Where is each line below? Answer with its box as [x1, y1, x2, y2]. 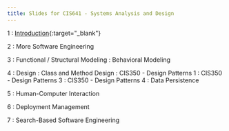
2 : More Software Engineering [7, 42, 94, 50]
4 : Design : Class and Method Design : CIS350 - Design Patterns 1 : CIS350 [7, 69, 223, 77]
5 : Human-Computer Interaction [7, 89, 100, 97]
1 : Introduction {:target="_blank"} [7, 29, 101, 37]
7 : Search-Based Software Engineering [7, 116, 120, 124]
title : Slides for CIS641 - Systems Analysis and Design [7, 10, 175, 17]
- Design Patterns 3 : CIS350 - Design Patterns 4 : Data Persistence [7, 76, 199, 84]
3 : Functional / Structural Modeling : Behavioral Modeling [7, 56, 171, 64]
